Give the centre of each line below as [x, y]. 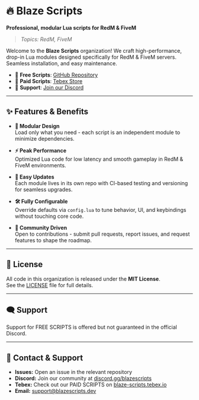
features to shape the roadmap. [53, 240]
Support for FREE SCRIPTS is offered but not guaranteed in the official [92, 327]
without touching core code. [49, 216]
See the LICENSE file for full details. [50, 285]
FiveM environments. [40, 165]
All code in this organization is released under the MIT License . [84, 279]
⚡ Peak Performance [41, 150]
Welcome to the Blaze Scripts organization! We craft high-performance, [94, 50]
